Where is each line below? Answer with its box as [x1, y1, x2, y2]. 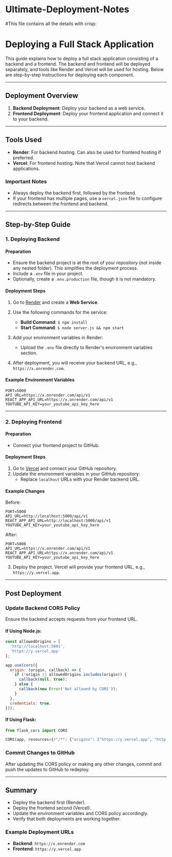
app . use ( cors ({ [5, 662, 38, 668]
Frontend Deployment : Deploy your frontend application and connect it [12, 110, 164, 116]
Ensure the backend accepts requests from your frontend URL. [5, 616, 138, 622]
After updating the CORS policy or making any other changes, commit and [5, 761, 162, 767]
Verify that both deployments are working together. [12, 816, 121, 822]
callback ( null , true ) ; [18, 677, 68, 682]
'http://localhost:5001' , [10, 644, 66, 649]
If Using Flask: [5, 716, 37, 722]
